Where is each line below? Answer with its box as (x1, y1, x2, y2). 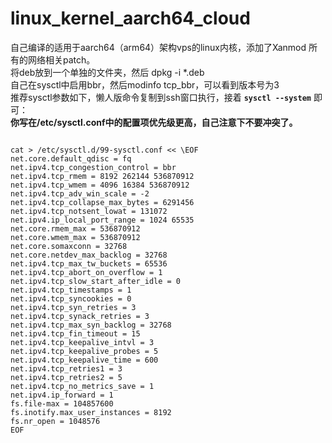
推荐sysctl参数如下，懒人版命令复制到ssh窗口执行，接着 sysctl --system (10, 91, 312, 103)
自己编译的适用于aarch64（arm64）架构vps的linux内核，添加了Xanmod (10, 41, 307, 53)
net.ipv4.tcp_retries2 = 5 (10, 372, 123, 382)
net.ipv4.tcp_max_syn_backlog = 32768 (10, 320, 172, 330)
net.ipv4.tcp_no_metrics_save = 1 (10, 381, 155, 391)
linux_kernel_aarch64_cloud (10, 7, 251, 30)
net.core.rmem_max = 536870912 (10, 223, 141, 234)
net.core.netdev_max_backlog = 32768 (10, 250, 168, 260)
